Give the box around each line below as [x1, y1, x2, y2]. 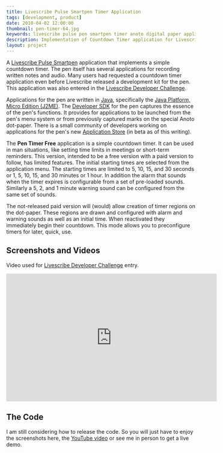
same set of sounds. [6, 191, 57, 198]
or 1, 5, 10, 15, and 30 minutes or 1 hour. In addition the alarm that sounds [6, 171, 186, 179]
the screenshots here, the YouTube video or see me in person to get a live [6, 434, 189, 442]
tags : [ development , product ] [6, 14, 82, 20]
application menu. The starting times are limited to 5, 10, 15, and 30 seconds [6, 165, 194, 172]
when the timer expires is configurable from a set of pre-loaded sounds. [6, 178, 185, 185]
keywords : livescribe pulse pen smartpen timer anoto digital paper [6, 31, 182, 37]
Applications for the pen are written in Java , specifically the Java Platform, [6, 96, 191, 103]
